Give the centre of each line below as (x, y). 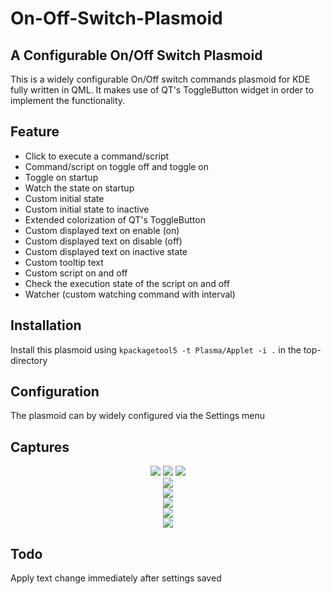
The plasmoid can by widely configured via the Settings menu (138, 416)
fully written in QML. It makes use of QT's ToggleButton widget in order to (162, 90)
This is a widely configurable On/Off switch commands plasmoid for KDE (160, 79)
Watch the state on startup (79, 188)
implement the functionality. (68, 100)
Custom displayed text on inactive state (106, 251)
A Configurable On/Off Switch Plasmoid (136, 55)
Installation (46, 325)
